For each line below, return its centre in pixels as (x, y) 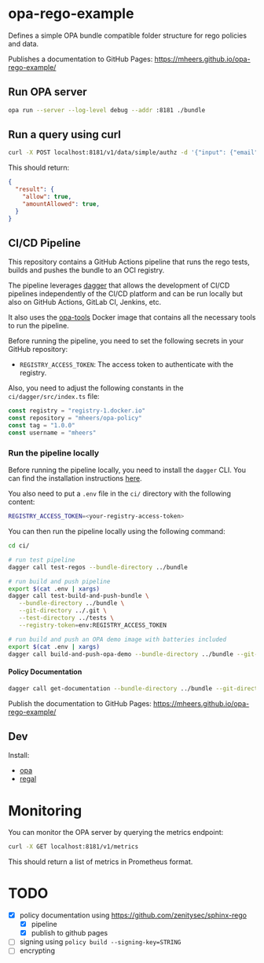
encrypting (37, 950)
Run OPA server (48, 92)
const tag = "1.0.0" (42, 426)
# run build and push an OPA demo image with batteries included (117, 639)
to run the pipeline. (38, 326)
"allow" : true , (47, 197)
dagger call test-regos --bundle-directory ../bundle (98, 567)
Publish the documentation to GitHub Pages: (80, 703)
